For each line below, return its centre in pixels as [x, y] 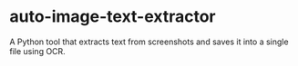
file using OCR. [37, 51]
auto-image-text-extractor [113, 17]
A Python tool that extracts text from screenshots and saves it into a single [149, 42]
